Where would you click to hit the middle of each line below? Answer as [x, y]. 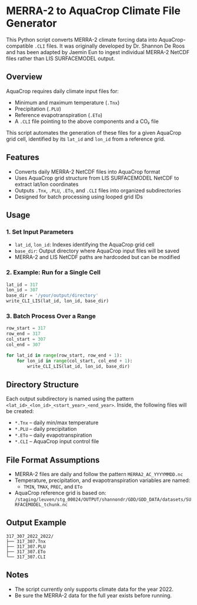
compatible [20, 46]
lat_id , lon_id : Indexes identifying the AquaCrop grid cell [84, 245]
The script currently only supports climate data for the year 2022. [94, 589]
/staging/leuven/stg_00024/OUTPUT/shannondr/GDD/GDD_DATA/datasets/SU [103, 500]
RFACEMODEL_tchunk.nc [41, 505]
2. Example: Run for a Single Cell [54, 272]
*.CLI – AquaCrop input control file [57, 441]
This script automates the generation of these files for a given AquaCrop [94, 132]
